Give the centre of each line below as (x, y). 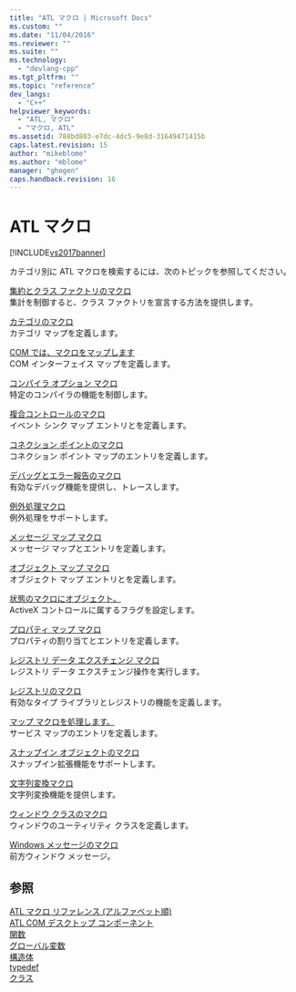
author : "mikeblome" (49, 153)
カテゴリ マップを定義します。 (66, 333)
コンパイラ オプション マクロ (64, 383)
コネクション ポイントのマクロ (66, 445)
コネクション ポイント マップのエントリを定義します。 (111, 456)
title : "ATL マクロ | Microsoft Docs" (81, 18)
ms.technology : (38, 60)
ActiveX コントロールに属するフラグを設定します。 (105, 610)
